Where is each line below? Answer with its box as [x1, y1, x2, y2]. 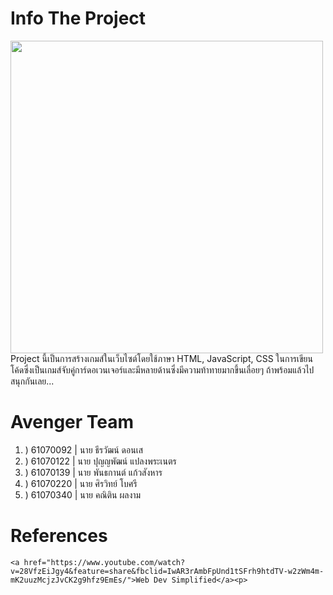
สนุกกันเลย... [10, 375, 55, 387]
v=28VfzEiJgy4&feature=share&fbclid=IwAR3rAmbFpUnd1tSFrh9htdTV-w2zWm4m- [10, 566, 325, 576]
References [10, 525, 108, 547]
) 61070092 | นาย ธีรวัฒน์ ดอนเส [24, 443, 143, 456]
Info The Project [10, 7, 147, 30]
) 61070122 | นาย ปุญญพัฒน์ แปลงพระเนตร [24, 455, 177, 467]
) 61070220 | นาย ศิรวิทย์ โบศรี [24, 477, 138, 489]
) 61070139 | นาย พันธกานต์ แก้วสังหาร [24, 466, 163, 478]
